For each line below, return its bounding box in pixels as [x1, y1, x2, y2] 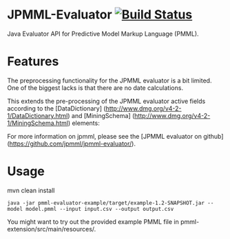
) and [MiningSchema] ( [67, 111, 135, 119]
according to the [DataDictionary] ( [7, 104, 106, 113]
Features [7, 54, 59, 69]
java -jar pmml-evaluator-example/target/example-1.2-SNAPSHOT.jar [7, 199, 205, 206]
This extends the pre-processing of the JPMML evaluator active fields [7, 97, 206, 105]
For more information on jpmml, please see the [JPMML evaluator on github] [7, 132, 224, 140]
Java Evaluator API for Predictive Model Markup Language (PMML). [7, 30, 199, 38]
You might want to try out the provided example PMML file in [7, 217, 179, 226]
